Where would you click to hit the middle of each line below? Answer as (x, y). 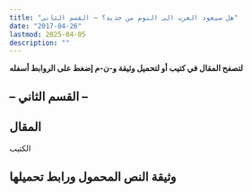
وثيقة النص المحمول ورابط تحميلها (93, 176)
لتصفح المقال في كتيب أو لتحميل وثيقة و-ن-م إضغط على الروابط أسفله (126, 68)
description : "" (39, 43)
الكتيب (20, 148)
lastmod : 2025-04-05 (48, 34)
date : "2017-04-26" (46, 26)
